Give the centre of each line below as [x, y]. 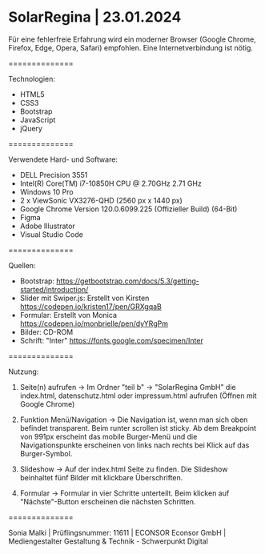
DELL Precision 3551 [54, 175]
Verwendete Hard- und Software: [63, 159]
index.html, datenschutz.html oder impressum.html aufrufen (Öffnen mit [139, 395]
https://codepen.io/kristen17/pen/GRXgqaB [91, 306]
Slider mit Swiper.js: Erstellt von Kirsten [84, 298]
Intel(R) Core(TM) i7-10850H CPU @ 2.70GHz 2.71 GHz [110, 183]
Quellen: [22, 265]
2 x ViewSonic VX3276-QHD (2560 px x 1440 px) [101, 200]
